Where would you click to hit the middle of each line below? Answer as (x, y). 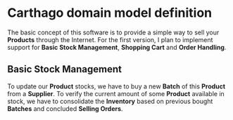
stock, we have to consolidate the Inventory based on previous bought (110, 101)
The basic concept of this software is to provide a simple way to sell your (113, 32)
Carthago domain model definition (110, 13)
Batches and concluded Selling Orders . (65, 108)
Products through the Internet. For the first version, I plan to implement (110, 39)
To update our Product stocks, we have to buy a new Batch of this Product (116, 86)
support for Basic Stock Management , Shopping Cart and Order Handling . (117, 47)
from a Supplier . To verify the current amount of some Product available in (116, 93)
